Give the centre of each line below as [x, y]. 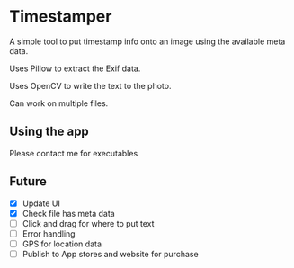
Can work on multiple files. [59, 103]
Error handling [49, 233]
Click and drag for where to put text [88, 223]
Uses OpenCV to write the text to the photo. [90, 85]
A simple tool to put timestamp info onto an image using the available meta [147, 41]
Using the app [49, 132]
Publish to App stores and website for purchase [111, 254]
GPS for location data [62, 244]
